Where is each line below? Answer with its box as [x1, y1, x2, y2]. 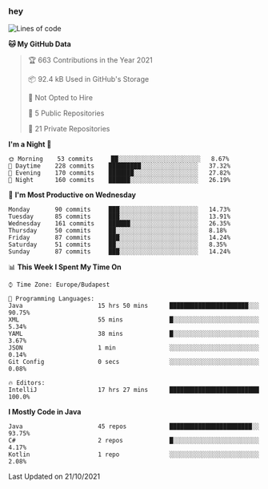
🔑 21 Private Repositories [27, 124, 110, 134]
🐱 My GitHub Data [8, 39, 72, 49]
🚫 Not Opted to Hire [27, 93, 94, 103]
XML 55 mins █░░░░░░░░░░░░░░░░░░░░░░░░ [8, 316, 260, 324]
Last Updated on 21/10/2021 [8, 471, 101, 482]
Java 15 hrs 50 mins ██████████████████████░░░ [8, 302, 260, 310]
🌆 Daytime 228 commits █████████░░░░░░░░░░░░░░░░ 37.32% [8, 162, 230, 170]
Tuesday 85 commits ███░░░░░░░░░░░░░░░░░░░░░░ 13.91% [8, 212, 230, 221]
